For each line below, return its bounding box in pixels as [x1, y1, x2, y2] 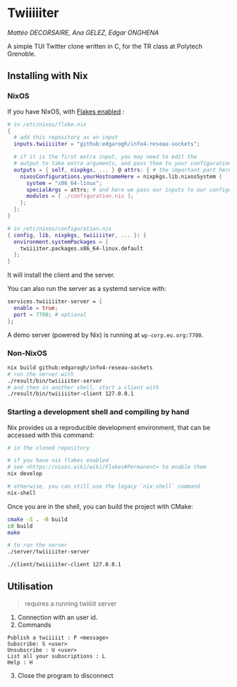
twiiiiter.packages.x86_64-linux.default [20, 245, 143, 252]
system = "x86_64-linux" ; [25, 179, 102, 186]
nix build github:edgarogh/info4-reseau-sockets [7, 364, 153, 371]
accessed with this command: [7, 431, 95, 439]
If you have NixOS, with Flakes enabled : [7, 107, 125, 116]
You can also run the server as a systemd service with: [7, 285, 167, 293]
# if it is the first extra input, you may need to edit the [13, 153, 197, 160]
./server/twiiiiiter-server [7, 549, 90, 556]
